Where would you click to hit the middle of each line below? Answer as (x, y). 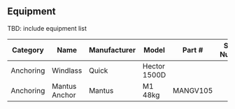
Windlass (67, 71)
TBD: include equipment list (47, 28)
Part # (193, 50)
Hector (154, 66)
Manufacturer (112, 50)
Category (28, 50)
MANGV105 (193, 90)
